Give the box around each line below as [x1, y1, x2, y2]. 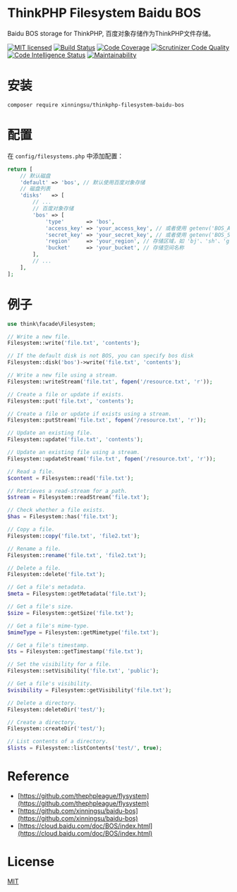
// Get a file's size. [7, 603, 74, 610]
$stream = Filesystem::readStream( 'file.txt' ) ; [7, 494, 150, 501]
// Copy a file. [7, 526, 55, 533]
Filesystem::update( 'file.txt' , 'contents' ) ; [7, 436, 143, 444]
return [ [7, 166, 33, 173]
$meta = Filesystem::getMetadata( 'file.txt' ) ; [7, 590, 147, 597]
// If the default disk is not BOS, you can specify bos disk [7, 353, 194, 360]
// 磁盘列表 [20, 185, 51, 193]
